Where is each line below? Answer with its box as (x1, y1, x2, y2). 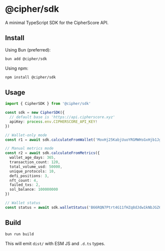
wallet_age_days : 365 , (9, 155, 56, 160)
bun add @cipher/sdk (5, 56, 48, 61)
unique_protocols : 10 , (9, 169, 56, 174)
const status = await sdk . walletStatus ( (5, 205, 89, 210)
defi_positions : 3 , (9, 173, 50, 178)
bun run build (5, 231, 34, 236)
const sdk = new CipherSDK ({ (5, 110, 65, 115)
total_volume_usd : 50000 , (9, 164, 63, 169)
